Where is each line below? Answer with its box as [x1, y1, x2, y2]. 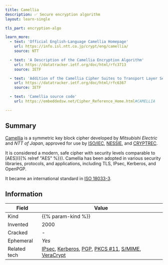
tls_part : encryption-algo [5, 25, 61, 30]
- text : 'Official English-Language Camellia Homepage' [9, 39, 128, 44]
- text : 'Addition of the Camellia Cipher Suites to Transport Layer [9, 76, 157, 81]
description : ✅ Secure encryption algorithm [5, 12, 100, 17]
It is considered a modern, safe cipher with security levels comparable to [5, 150, 155, 156]
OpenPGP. [5, 166, 26, 172]
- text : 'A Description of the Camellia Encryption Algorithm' [9, 57, 144, 62]
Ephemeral [7, 238, 33, 245]
